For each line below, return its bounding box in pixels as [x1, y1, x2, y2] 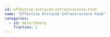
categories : [4, 16, 29, 21]
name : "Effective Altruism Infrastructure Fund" [4, 12, 106, 16]
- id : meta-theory [9, 20, 47, 25]
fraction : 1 [13, 25, 38, 30]
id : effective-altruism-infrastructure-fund [4, 7, 97, 12]
